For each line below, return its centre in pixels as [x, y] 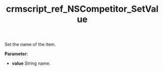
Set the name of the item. [30, 45]
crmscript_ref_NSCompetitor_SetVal [82, 9]
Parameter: [16, 54]
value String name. [31, 63]
